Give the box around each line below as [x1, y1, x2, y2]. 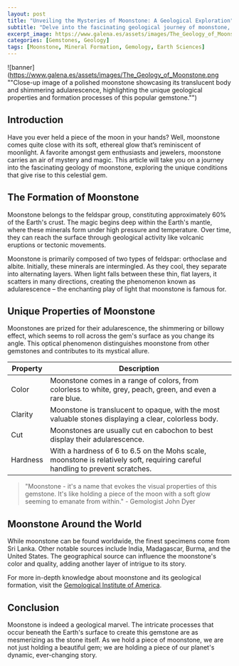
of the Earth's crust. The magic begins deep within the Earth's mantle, [7, 218, 213, 227]
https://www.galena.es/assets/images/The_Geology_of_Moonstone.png [9, 71, 219, 79]
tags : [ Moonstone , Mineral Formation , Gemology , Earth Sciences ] [7, 43, 205, 51]
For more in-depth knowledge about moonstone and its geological [7, 573, 201, 582]
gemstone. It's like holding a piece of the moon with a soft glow [24, 489, 211, 499]
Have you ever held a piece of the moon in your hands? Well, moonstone [7, 132, 221, 141]
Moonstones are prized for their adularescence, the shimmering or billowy [7, 324, 225, 333]
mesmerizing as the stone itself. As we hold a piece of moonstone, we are [7, 635, 224, 645]
